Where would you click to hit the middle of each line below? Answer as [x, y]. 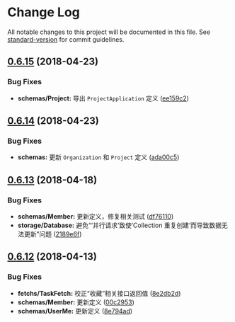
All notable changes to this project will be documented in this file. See [109, 32]
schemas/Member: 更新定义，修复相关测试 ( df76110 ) [96, 216]
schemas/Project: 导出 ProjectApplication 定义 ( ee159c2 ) [103, 98]
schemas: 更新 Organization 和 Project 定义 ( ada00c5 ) [98, 157]
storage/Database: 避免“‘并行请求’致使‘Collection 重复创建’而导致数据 [119, 225]
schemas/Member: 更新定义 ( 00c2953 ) [76, 302]
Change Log [44, 12]
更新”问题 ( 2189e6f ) [53, 234]
